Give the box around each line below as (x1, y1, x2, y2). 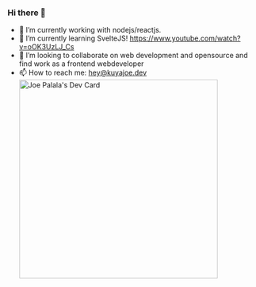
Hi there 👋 (7, 7, 47, 18)
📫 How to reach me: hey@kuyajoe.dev (18, 68, 147, 78)
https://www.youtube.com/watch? (129, 33, 241, 43)
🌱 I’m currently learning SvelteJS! (18, 33, 128, 43)
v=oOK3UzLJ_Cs (18, 42, 75, 52)
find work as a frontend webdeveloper (18, 59, 144, 68)
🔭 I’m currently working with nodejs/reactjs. (18, 25, 162, 35)
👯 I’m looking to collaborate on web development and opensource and (18, 51, 248, 60)
